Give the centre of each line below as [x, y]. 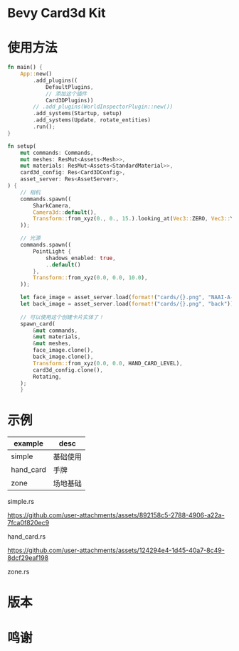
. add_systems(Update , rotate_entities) [92, 120]
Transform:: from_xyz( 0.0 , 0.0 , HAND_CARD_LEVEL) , [108, 363]
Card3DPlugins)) [69, 100]
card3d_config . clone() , [68, 370]
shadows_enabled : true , [80, 258]
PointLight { [52, 251]
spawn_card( [38, 324]
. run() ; [44, 127]
